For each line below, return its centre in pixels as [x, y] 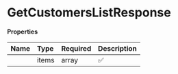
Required [76, 48]
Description [117, 48]
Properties [23, 32]
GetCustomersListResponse [89, 13]
